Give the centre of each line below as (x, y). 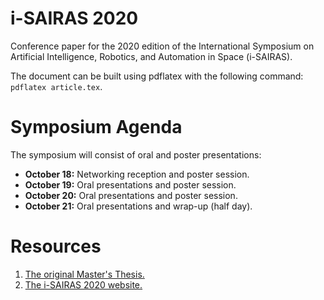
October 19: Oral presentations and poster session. (130, 184)
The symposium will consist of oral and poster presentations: (136, 154)
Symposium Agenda (96, 127)
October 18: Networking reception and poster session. (137, 174)
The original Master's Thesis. (84, 274)
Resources (56, 246)
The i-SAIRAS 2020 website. (83, 284)
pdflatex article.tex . (56, 86)
